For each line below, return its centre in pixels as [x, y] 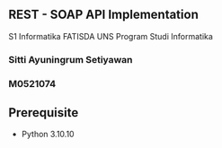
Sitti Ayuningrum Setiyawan [71, 59]
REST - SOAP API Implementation [103, 15]
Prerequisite [44, 113]
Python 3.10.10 [48, 135]
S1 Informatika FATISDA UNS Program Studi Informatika [111, 36]
